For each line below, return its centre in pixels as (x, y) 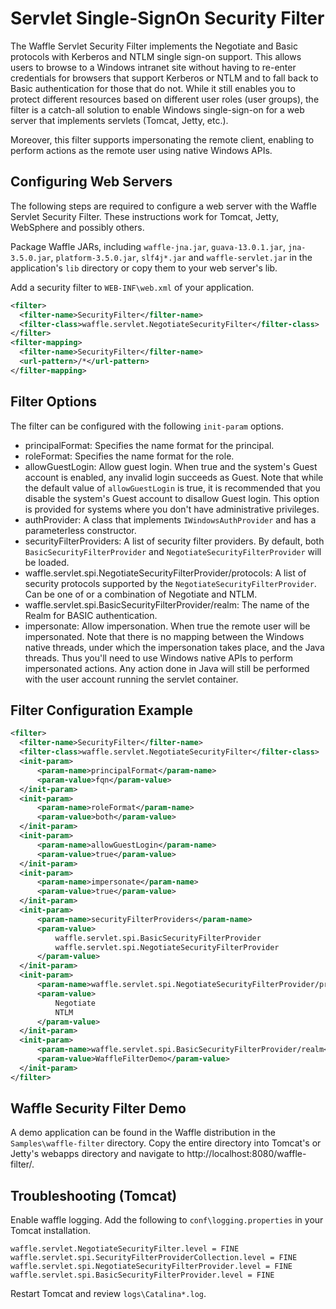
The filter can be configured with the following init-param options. (147, 426)
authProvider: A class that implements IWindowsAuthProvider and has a (170, 519)
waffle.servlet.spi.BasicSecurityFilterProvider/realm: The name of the (167, 604)
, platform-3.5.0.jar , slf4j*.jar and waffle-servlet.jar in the (181, 257)
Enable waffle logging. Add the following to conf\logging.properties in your (167, 1220)
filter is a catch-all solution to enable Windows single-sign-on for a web (157, 109)
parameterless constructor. (80, 530)
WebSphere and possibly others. (77, 227)
